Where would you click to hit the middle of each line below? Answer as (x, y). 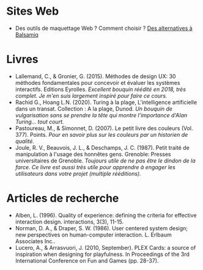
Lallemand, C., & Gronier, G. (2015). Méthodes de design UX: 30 (95, 76)
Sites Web (33, 11)
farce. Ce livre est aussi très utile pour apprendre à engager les (95, 167)
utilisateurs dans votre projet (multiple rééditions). (78, 173)
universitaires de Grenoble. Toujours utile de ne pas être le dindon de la (105, 161)
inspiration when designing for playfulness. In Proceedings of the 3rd (102, 254)
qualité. (25, 141)
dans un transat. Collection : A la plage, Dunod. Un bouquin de (94, 109)
